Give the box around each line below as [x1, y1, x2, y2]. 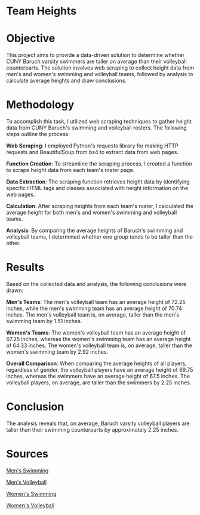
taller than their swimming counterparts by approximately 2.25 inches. [6, 426, 179, 433]
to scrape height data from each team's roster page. [6, 167, 135, 174]
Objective [6, 32, 56, 46]
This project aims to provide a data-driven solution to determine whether [6, 52, 185, 59]
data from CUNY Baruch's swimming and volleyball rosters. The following [6, 124, 187, 131]
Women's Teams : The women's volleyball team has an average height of [6, 329, 186, 336]
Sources [6, 447, 49, 461]
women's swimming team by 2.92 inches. [6, 348, 109, 355]
